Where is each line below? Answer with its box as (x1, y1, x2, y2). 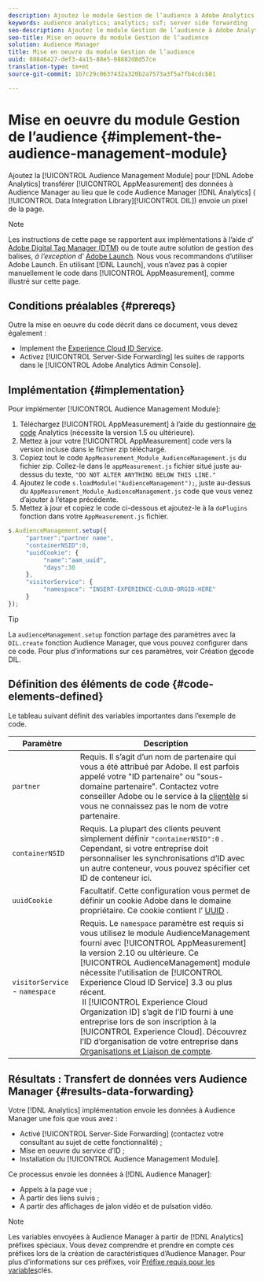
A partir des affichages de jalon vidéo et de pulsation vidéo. (19, 1202, 214, 1211)
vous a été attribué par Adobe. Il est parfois (79, 761, 240, 772)
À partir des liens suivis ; (19, 1193, 100, 1202)
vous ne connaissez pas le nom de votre (79, 801, 229, 812)
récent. (79, 987, 106, 998)
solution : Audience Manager (8, 41, 101, 49)
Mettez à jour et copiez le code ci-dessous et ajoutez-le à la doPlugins (19, 504, 247, 513)
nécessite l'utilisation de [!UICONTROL (79, 967, 223, 978)
